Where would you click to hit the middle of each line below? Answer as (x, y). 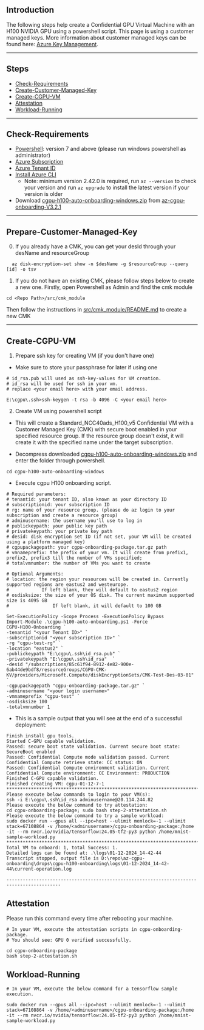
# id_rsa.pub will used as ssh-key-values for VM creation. (84, 379)
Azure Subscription (39, 162)
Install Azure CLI (36, 175)
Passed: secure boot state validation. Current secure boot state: (93, 747)
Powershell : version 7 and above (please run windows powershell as (100, 149)
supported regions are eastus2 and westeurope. (68, 585)
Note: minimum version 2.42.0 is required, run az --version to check (110, 181)
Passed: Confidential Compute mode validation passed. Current (88, 757)
